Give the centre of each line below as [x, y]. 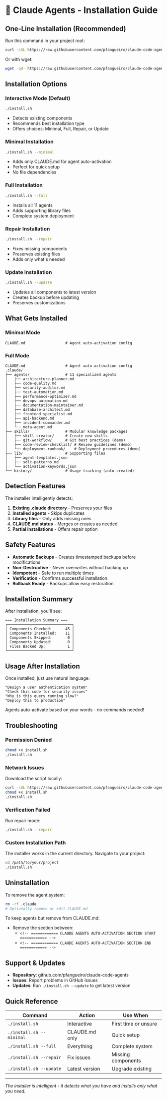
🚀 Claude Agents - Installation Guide [82, 10]
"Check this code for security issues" [46, 692]
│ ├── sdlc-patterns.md [32, 462]
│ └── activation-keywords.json [41, 466]
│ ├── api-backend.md [30, 418]
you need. [15, 1091]
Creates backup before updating [46, 297]
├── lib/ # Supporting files [55, 453]
